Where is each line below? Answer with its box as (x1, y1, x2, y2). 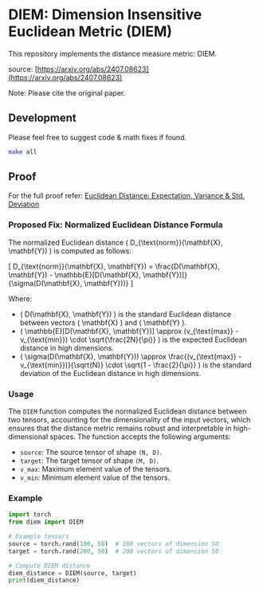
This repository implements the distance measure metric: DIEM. (8, 49, 218, 58)
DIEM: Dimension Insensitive (8, 6, 202, 24)
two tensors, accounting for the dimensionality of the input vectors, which (8, 415, 251, 425)
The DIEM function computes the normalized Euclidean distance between (8, 406, 247, 416)
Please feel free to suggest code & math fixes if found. (8, 132, 187, 142)
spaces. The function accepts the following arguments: (49, 432, 231, 441)
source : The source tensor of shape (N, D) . (19, 448, 162, 457)
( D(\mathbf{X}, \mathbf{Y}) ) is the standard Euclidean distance (19, 309, 232, 319)
